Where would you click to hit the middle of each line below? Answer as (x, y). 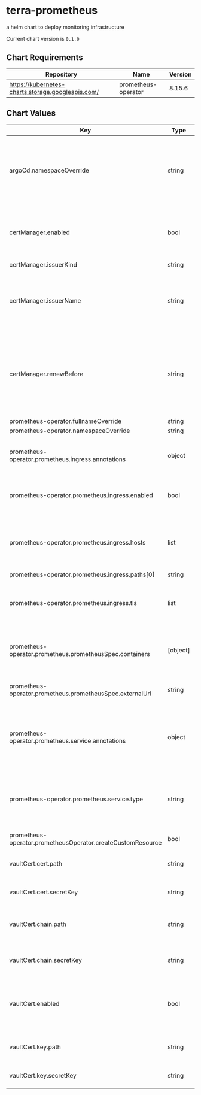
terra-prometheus (52, 10)
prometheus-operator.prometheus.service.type (76, 799)
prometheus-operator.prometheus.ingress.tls (73, 603)
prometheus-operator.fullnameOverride (66, 421)
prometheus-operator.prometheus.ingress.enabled (81, 495)
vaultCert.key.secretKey (43, 1075)
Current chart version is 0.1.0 (43, 38)
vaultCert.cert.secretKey (44, 892)
